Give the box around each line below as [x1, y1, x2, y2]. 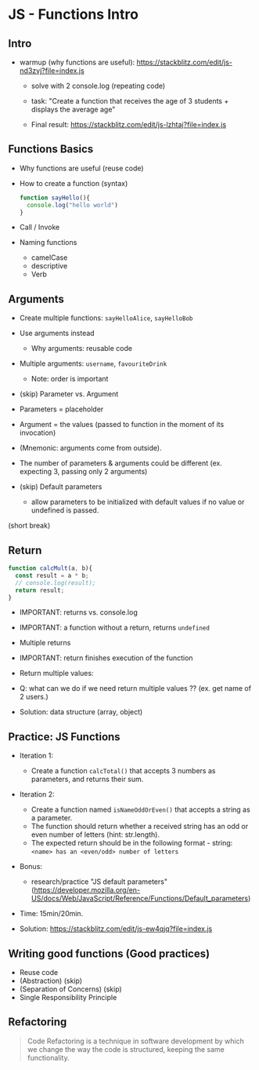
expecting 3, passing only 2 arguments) [19, 467, 148, 477]
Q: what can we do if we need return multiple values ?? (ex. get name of [19, 684, 252, 693]
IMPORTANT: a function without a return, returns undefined [19, 623, 210, 633]
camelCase [31, 253, 68, 262]
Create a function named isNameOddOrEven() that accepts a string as [31, 805, 250, 814]
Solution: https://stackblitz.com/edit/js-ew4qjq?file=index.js [19, 924, 213, 933]
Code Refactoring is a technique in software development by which [27, 1036, 244, 1046]
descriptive [31, 261, 68, 271]
